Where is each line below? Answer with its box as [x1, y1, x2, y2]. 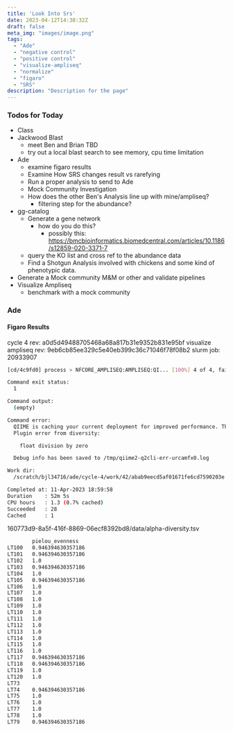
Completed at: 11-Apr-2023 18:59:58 [7, 486, 113, 493]
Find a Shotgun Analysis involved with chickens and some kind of [27, 259, 215, 267]
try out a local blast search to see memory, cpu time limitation [27, 148, 205, 157]
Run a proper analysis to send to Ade [27, 178, 134, 186]
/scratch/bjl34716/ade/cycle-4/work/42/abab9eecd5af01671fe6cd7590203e [13, 474, 225, 481]
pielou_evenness [32, 538, 79, 545]
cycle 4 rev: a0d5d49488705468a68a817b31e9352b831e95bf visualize [7, 338, 212, 347]
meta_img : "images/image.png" [7, 29, 95, 37]
